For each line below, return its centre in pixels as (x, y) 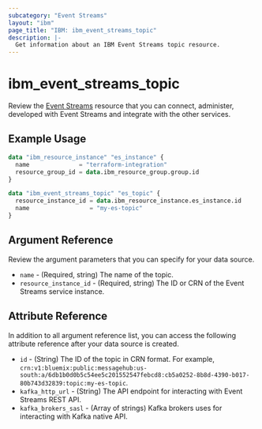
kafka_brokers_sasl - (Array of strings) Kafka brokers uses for (121, 408)
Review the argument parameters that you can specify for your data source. (131, 259)
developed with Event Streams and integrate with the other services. (120, 115)
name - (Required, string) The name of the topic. (96, 274)
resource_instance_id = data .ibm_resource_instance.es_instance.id (129, 201)
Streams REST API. (50, 399)
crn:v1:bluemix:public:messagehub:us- (83, 368)
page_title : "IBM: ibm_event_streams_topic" (82, 30)
